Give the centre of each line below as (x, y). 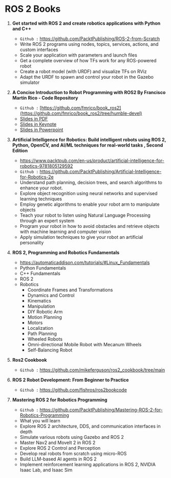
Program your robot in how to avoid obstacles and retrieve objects (90, 226)
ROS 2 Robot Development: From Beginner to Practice (70, 380)
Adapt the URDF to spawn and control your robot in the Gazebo (87, 77)
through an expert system (47, 220)
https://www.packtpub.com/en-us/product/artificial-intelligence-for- (92, 161)
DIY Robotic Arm (45, 311)
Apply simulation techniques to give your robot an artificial (81, 237)
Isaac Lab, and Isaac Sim (46, 470)
